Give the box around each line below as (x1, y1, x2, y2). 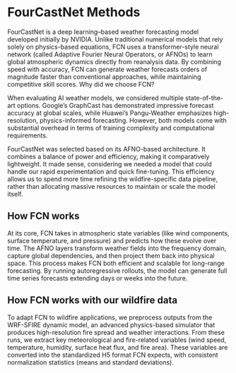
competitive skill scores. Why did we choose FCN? (7, 80, 155, 88)
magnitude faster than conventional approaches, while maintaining (7, 72, 201, 81)
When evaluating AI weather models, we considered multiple (7, 93, 184, 102)
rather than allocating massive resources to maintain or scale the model (7, 182, 216, 190)
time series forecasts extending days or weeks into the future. (7, 274, 188, 282)
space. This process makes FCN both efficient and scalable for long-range (7, 259, 225, 267)
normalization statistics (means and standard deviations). (7, 357, 175, 367)
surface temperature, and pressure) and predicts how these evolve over (7, 236, 217, 245)
